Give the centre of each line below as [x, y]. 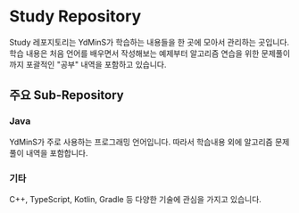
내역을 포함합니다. [57, 152]
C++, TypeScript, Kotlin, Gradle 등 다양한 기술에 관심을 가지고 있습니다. [135, 199]
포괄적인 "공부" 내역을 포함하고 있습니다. [96, 64]
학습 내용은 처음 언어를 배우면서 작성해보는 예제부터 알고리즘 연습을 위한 [134, 53]
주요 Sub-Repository [66, 95]
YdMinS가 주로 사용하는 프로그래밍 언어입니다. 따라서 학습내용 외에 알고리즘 [141, 142]
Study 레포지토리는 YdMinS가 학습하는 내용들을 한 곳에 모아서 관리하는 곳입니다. [149, 42]
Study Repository [75, 16]
